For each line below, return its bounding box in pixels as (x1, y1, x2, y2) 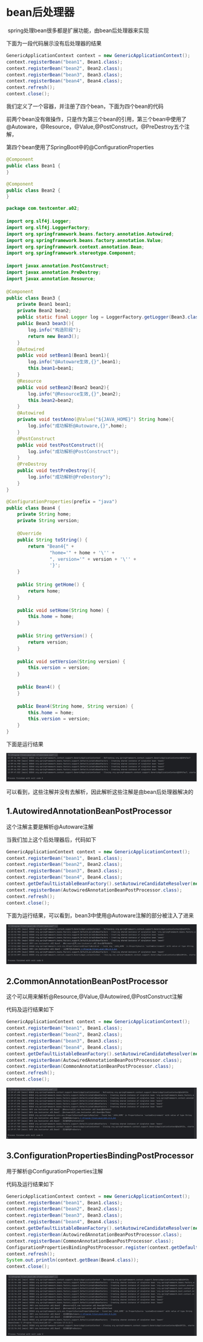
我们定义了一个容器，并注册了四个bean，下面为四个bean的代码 (6, 102, 164, 110)
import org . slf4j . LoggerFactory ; (6, 224, 91, 230)
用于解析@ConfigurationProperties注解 (6, 1167, 103, 1175)
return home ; (28, 588, 61, 594)
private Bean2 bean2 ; (17, 307, 71, 314)
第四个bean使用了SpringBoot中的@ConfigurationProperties (6, 144, 154, 151)
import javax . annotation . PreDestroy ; (6, 269, 101, 276)
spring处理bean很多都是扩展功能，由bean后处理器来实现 (7, 27, 149, 34)
